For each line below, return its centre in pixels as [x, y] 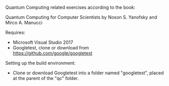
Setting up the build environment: [40, 63]
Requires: [15, 32]
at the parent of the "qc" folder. [46, 78]
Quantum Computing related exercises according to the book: [70, 7]
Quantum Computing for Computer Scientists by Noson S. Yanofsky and [81, 17]
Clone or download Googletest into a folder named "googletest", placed [88, 73]
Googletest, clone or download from [51, 48]
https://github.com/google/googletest [52, 53]
